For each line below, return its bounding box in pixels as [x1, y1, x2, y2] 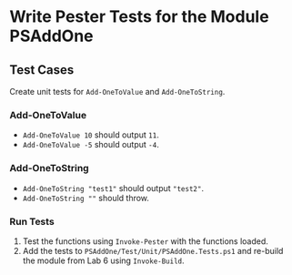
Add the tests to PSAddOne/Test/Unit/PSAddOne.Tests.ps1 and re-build [22, 245, 284, 256]
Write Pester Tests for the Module [9, 6, 270, 27]
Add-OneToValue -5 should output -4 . [22, 139, 159, 150]
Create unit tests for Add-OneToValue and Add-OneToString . [9, 87, 226, 97]
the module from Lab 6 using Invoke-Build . [22, 255, 185, 266]
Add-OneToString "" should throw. [22, 192, 150, 203]
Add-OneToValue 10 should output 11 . [22, 129, 159, 140]
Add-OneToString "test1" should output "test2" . [22, 182, 205, 193]
